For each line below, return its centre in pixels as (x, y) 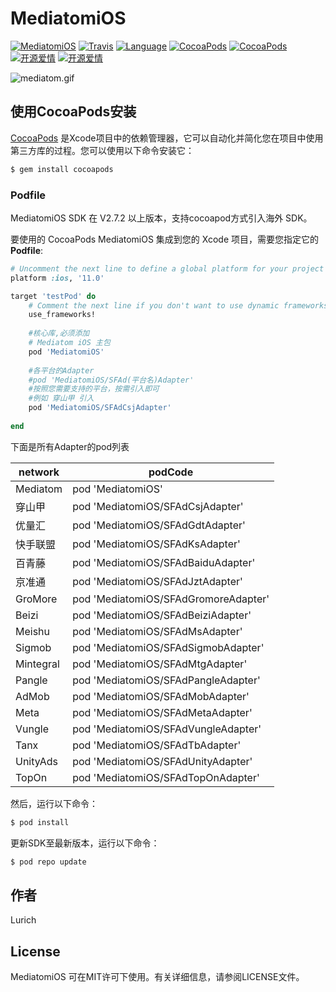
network (39, 472)
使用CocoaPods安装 (73, 112)
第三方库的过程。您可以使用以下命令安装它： (102, 150)
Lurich (23, 920)
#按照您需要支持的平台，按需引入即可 (94, 389)
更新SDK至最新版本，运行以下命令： (85, 843)
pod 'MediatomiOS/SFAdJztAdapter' (157, 581)
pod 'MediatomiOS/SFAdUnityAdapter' (162, 761)
